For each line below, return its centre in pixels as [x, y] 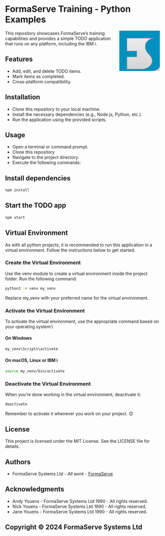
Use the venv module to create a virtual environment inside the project [76, 273]
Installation [23, 97]
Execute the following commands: [46, 163]
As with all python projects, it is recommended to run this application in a [79, 245]
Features [19, 59]
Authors [18, 462]
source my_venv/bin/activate [35, 371]
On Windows [18, 338]
